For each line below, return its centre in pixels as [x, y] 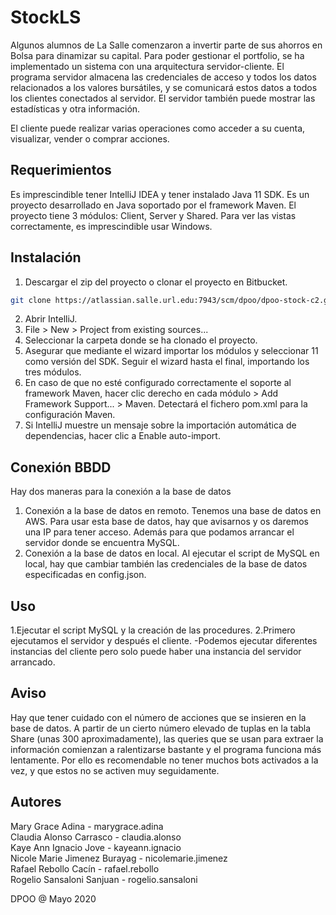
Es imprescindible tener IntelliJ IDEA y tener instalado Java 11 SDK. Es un [160, 194]
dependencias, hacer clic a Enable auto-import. [122, 436]
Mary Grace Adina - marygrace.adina [87, 826]
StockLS [46, 17]
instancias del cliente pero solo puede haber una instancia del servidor [156, 652]
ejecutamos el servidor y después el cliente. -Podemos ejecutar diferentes [164, 641]
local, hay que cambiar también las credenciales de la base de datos [166, 564]
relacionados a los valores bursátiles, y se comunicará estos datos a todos [164, 87]
